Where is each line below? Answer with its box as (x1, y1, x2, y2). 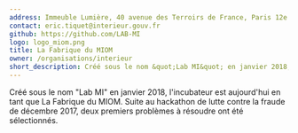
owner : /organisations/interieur (9, 54, 133, 63)
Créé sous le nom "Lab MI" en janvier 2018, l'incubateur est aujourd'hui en (9, 86, 281, 98)
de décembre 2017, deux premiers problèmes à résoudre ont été (9, 106, 244, 116)
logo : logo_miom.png (9, 37, 86, 47)
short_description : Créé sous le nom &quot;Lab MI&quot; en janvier (9, 63, 268, 72)
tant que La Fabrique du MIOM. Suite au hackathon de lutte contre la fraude (9, 96, 286, 106)
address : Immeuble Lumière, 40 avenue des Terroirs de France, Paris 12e (9, 12, 288, 22)
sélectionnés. (9, 114, 59, 125)
